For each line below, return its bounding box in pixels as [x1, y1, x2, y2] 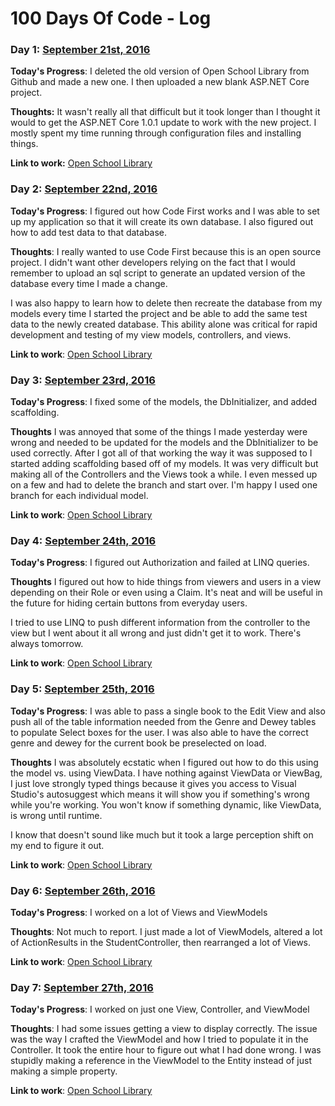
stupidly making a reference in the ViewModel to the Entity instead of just [10, 1055, 312, 1067]
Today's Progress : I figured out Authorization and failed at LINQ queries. [10, 557, 310, 569]
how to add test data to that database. [10, 226, 168, 238]
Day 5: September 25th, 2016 [10, 682, 155, 696]
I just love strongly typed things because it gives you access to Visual [10, 777, 297, 789]
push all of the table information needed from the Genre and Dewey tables [10, 715, 317, 727]
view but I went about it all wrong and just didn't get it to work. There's [10, 627, 302, 639]
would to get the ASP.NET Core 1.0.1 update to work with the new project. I [10, 117, 317, 129]
